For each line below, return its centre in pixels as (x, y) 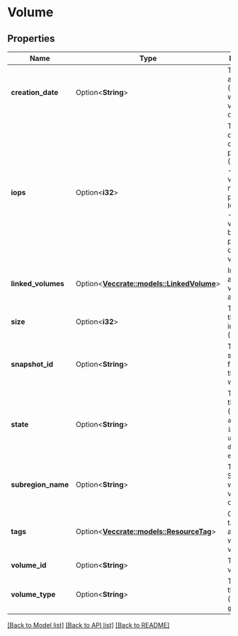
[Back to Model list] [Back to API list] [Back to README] (89, 625)
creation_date (35, 92)
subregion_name (40, 484)
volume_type (33, 594)
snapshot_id (32, 364)
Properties (31, 39)
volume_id (29, 565)
